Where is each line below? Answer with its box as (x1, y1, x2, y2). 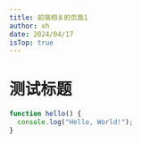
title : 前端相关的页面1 (9, 13, 88, 22)
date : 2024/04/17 (9, 29, 74, 38)
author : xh (9, 21, 50, 30)
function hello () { (9, 109, 82, 119)
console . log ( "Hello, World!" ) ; (17, 118, 134, 127)
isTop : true (9, 38, 54, 47)
